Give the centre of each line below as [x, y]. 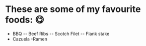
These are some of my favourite [73, 9]
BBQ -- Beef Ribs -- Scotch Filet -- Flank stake [61, 33]
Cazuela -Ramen [30, 39]
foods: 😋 [25, 20]
